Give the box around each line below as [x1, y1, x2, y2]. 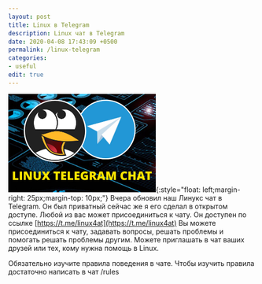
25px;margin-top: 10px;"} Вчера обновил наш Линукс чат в [27, 193, 223, 202]
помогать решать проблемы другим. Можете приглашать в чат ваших [8, 234, 245, 244]
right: [8, 193, 26, 202]
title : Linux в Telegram [8, 20, 90, 29]
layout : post [8, 13, 51, 20]
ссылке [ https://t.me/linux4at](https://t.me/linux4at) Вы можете [8, 218, 216, 227]
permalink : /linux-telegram [8, 46, 101, 54]
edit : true [8, 71, 44, 79]
